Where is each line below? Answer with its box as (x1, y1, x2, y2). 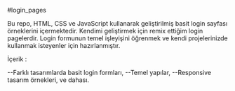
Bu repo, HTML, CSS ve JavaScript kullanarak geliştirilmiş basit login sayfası (7, 19, 228, 27)
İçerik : (7, 55, 27, 63)
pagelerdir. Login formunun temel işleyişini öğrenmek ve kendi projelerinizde (7, 34, 228, 42)
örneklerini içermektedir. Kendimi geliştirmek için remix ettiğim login (7, 27, 203, 35)
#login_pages (7, 6, 47, 14)
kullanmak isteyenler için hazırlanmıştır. (7, 42, 121, 49)
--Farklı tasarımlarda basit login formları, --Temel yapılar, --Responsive (7, 69, 212, 76)
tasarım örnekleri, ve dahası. (7, 76, 90, 84)
